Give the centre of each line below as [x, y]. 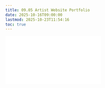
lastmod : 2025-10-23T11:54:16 [37, 19]
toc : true [16, 24]
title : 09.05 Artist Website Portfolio [48, 10]
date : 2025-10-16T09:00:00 [34, 15]
